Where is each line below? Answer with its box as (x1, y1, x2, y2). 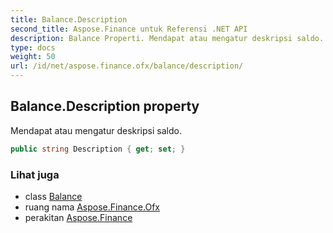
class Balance (24, 190, 83, 202)
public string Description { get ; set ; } (10, 144, 186, 154)
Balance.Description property (10, 98, 200, 115)
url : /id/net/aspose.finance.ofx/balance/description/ (10, 61, 244, 71)
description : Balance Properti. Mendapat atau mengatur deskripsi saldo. (10, 33, 325, 43)
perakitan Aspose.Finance (24, 211, 133, 223)
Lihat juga (10, 167, 60, 181)
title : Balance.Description (10, 14, 128, 25)
